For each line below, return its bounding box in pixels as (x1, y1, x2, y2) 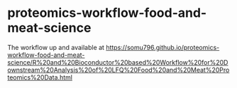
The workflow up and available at (7, 43, 105, 51)
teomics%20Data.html (7, 73, 73, 82)
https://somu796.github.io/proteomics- (106, 43, 220, 51)
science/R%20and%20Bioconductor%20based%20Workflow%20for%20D (7, 58, 228, 66)
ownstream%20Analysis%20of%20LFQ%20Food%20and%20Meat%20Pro (7, 65, 230, 74)
